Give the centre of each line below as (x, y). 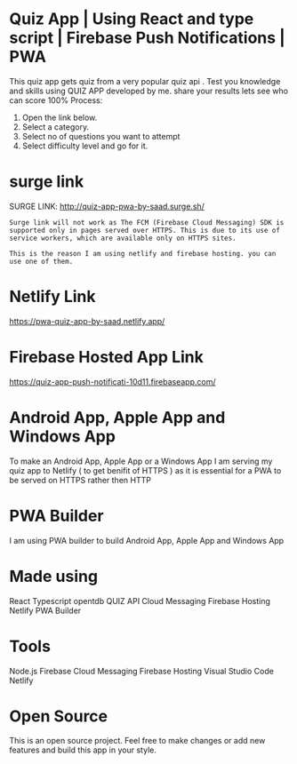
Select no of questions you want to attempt (101, 136)
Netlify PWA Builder (45, 610)
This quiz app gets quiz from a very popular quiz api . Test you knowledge (145, 81)
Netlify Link (52, 297)
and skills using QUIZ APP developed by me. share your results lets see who (149, 91)
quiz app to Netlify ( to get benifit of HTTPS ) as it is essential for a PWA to (145, 470)
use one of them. (41, 261)
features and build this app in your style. (83, 750)
